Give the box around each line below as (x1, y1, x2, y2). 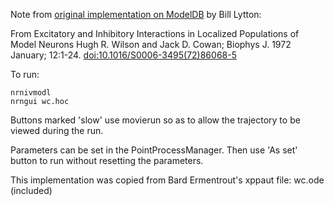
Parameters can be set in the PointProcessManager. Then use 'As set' (10, 144, 298, 156)
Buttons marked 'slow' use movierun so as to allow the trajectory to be (10, 114, 301, 126)
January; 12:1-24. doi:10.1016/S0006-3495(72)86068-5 (10, 49, 237, 61)
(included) (10, 185, 53, 196)
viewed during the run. (10, 125, 104, 136)
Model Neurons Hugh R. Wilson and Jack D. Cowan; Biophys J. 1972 (10, 39, 292, 50)
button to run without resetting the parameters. (10, 155, 204, 166)
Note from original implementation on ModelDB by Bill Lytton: (10, 9, 262, 20)
